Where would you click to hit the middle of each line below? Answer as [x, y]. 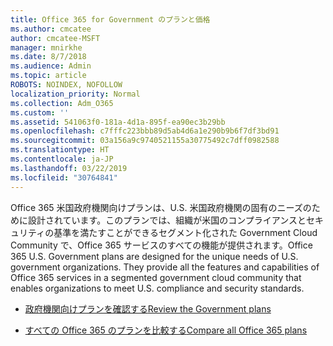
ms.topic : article [48, 76]
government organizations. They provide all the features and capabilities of [165, 267]
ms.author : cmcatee [51, 29]
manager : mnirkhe [46, 47]
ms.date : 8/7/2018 [48, 57]
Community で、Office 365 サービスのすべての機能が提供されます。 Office [161, 245]
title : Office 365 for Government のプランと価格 [110, 19]
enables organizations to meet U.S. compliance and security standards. [157, 288]
